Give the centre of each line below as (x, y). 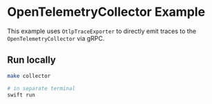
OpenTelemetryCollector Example (106, 12)
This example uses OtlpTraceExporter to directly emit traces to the (102, 31)
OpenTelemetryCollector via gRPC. (56, 38)
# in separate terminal (41, 88)
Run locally (32, 60)
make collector (29, 76)
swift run (21, 95)
